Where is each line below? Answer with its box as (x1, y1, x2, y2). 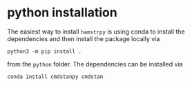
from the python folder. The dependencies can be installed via (7, 60, 183, 68)
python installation (7, 5, 117, 21)
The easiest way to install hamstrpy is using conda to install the (7, 27, 185, 36)
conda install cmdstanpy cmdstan (7, 73, 104, 80)
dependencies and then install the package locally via (7, 34, 160, 42)
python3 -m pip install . (7, 48, 81, 55)
